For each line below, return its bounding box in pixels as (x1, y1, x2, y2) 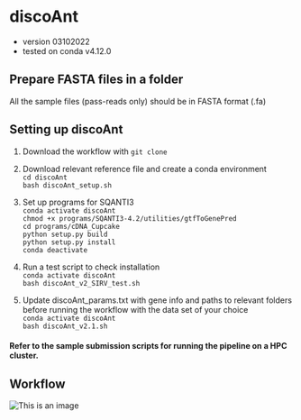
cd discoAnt (22, 173, 68, 182)
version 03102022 (22, 36, 90, 47)
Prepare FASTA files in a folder (9, 72, 184, 87)
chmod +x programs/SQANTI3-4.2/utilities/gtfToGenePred (22, 214, 237, 223)
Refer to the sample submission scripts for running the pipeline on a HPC (9, 341, 287, 352)
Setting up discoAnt (9, 122, 123, 137)
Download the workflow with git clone (22, 146, 168, 157)
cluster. (9, 350, 39, 361)
